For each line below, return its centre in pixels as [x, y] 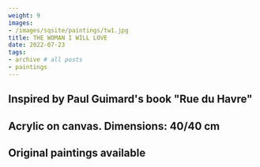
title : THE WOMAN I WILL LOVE [58, 38]
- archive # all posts [45, 60]
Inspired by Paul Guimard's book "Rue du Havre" [130, 99]
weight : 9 [24, 15]
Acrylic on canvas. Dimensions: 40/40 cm [114, 126]
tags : [17, 52]
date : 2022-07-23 [37, 45]
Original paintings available [77, 152]
